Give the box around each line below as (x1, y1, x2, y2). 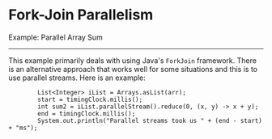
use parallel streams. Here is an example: (8, 73, 146, 82)
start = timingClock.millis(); (37, 95, 143, 103)
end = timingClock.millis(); (37, 109, 136, 118)
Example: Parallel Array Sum (8, 32, 103, 42)
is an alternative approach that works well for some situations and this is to (8, 64, 257, 74)
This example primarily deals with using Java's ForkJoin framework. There (8, 55, 257, 65)
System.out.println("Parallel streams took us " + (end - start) (37, 116, 263, 124)
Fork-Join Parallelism (8, 6, 154, 24)
